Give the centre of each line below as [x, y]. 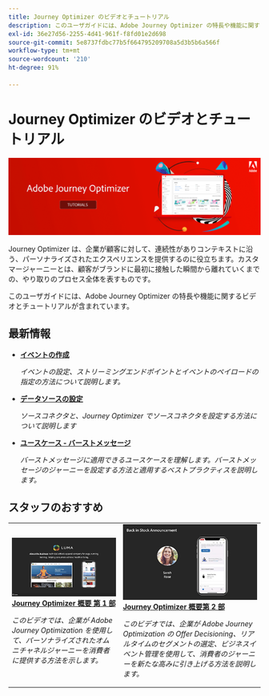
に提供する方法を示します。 [57, 660]
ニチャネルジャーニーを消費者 [61, 650]
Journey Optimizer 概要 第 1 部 [64, 603]
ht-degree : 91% [34, 68]
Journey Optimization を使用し [62, 630]
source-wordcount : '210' [50, 59]
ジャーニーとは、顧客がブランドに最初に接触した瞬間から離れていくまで [141, 269]
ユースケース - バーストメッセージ [75, 443]
